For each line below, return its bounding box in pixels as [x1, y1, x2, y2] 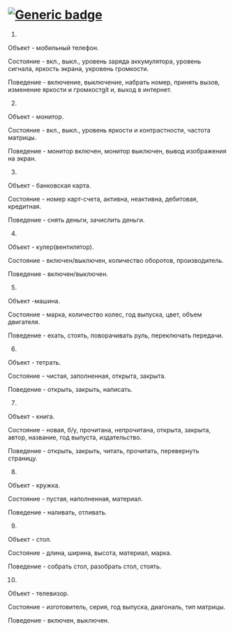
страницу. [8, 454, 38, 462]
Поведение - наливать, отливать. [8, 508, 107, 516]
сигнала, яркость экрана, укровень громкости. [8, 64, 149, 73]
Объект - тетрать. [8, 358, 61, 366]
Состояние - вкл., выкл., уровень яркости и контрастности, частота [8, 126, 211, 134]
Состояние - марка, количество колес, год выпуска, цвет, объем [8, 310, 202, 319]
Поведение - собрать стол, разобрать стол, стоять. [8, 562, 162, 570]
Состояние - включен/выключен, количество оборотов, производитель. [8, 256, 224, 264]
